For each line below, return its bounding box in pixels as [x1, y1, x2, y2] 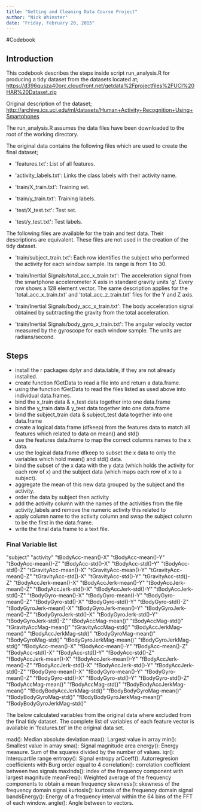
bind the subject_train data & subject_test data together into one [14, 411, 173, 418]
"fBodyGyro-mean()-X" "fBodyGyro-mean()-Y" [27, 668, 144, 676]
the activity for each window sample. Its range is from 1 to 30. [14, 261, 167, 268]
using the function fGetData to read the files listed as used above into [14, 386, 187, 392]
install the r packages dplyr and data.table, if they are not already [14, 367, 176, 374]
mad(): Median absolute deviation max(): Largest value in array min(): [6, 736, 177, 743]
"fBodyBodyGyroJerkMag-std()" [6, 700, 87, 707]
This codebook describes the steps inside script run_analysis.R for [6, 69, 170, 77]
